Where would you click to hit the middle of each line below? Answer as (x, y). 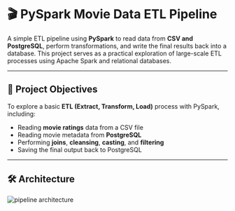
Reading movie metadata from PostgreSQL (79, 135)
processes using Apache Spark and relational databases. (89, 60)
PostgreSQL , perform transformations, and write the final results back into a (117, 46)
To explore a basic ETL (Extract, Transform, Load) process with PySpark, (114, 106)
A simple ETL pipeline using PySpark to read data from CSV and (100, 38)
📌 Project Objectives (52, 89)
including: (22, 114)
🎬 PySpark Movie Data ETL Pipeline (112, 14)
